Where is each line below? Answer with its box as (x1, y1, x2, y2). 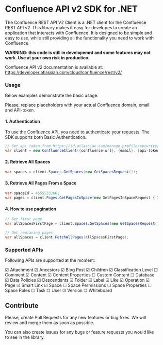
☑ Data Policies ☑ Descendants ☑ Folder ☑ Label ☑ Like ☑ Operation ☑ (5, 277, 150, 283)
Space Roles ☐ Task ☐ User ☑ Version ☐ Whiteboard (5, 288, 113, 293)
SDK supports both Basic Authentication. (5, 134, 87, 140)
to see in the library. (5, 334, 45, 340)
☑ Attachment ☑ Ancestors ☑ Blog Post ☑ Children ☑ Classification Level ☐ (5, 267, 158, 273)
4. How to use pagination (5, 206, 57, 212)
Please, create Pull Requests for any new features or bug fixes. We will (5, 314, 147, 320)
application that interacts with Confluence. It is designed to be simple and (5, 30, 152, 36)
